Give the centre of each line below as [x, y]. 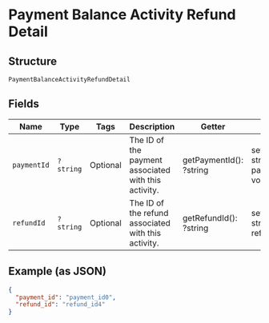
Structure [33, 61]
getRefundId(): [210, 217]
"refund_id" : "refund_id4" [60, 305]
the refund [149, 213]
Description [152, 126]
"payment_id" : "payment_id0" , [66, 297]
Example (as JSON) [57, 271]
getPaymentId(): [213, 160]
